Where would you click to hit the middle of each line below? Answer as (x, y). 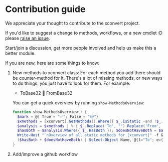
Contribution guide (45, 9)
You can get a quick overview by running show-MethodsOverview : (78, 103)
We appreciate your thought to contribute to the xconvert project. (73, 23)
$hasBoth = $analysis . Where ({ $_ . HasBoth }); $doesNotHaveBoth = (87, 131)
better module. (21, 53)
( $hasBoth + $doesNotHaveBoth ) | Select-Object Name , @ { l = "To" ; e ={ (90, 140)
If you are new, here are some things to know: (52, 63)
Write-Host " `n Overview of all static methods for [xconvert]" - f (88, 135)
